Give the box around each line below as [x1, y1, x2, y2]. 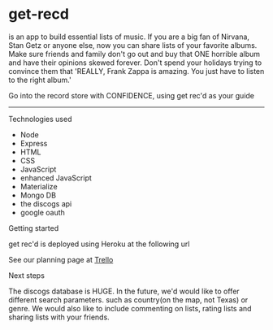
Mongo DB [19, 190, 57, 200]
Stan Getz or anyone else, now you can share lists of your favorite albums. [8, 40, 258, 50]
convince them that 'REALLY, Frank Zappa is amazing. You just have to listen [8, 66, 265, 76]
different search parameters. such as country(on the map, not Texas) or [8, 294, 249, 305]
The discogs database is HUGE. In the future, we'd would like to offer [8, 286, 240, 296]
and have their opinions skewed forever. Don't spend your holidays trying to [8, 58, 262, 67]
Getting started [8, 223, 59, 232]
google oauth [19, 207, 65, 217]
